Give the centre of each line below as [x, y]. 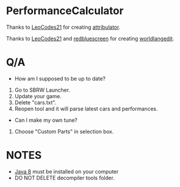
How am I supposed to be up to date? [60, 78]
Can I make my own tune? [46, 120]
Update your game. [38, 96]
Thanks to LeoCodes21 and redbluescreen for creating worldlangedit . [90, 38]
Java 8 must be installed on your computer [66, 171]
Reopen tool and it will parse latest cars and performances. [86, 108]
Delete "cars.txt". [35, 102]
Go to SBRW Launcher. [42, 90]
